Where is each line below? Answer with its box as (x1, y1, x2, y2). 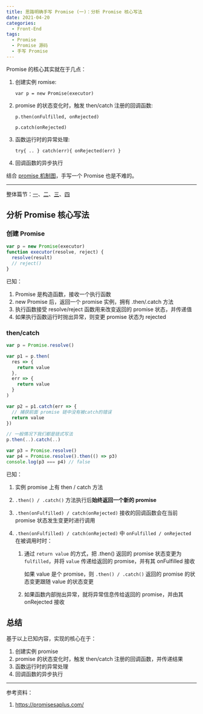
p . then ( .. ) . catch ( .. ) (6, 437, 61, 443)
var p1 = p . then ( (6, 353, 50, 359)
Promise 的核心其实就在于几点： (6, 65, 86, 72)
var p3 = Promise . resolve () (6, 448, 77, 454)
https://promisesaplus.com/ (14, 701, 85, 708)
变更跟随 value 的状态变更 (29, 577, 94, 585)
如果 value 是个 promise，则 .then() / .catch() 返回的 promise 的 (24, 570, 190, 577)
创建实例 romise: (14, 78, 57, 85)
